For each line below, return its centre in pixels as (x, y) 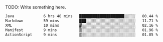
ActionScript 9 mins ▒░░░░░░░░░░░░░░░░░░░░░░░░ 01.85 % (81, 35)
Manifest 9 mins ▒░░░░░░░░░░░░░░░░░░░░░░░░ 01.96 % (81, 30)
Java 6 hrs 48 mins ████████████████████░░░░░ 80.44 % (81, 16)
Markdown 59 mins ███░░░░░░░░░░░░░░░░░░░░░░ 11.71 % (81, 21)
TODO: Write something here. (36, 7)
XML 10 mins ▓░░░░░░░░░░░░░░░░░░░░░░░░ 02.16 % (81, 25)
